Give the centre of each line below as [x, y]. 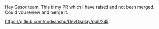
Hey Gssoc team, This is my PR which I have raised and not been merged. [80, 7]
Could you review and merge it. [37, 12]
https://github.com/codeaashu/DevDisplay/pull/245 [57, 22]
